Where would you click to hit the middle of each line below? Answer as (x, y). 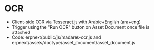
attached (21, 32)
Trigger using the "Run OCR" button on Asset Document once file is (80, 27)
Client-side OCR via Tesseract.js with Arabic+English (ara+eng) (76, 22)
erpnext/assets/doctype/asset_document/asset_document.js (74, 42)
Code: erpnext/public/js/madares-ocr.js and (56, 37)
